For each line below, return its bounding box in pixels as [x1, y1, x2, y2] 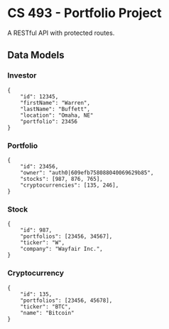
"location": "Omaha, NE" [20, 112, 94, 119]
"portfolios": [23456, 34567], [20, 233, 113, 240]
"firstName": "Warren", [20, 99, 91, 106]
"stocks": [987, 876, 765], [20, 175, 103, 182]
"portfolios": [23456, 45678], [20, 297, 113, 304]
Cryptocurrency [7, 268, 65, 278]
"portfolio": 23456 [20, 117, 78, 125]
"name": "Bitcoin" [20, 309, 75, 316]
